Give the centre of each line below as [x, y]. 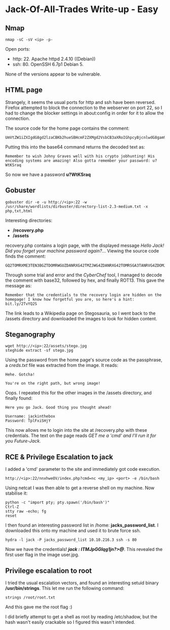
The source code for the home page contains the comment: [68, 128]
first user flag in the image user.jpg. [42, 555]
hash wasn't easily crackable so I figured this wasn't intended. [70, 622]
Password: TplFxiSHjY [28, 421]
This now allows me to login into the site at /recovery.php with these [76, 430]
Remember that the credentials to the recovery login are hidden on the [83, 295]
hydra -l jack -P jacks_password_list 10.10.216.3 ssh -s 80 [71, 540]
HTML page [24, 90]
